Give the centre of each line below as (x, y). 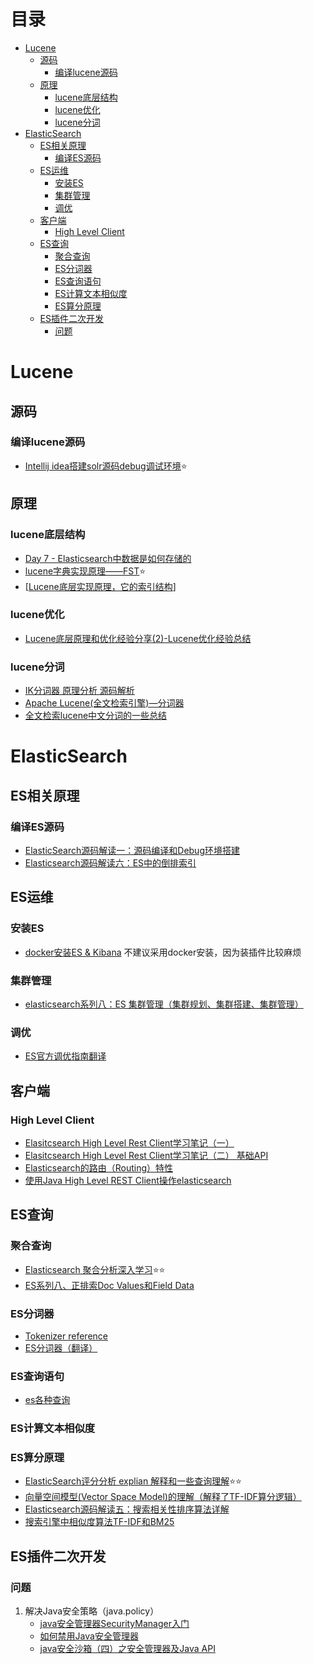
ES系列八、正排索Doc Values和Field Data (109, 1285)
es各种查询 (47, 1400)
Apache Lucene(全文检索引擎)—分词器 (104, 703)
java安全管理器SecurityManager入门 (114, 1624)
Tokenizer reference (66, 1336)
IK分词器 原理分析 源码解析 (79, 691)
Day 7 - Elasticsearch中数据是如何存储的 (108, 558)
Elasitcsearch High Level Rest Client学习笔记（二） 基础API (146, 1155)
